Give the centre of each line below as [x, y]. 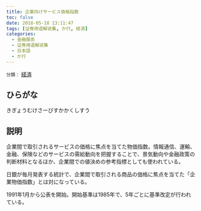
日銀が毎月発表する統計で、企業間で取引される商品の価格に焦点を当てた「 [98, 174]
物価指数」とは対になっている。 [51, 182]
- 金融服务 [23, 40]
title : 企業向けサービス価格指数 [43, 12]
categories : [21, 34]
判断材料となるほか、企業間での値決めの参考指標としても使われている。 [95, 162]
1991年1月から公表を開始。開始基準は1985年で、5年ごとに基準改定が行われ [99, 195]
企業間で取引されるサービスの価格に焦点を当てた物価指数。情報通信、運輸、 [101, 147]
